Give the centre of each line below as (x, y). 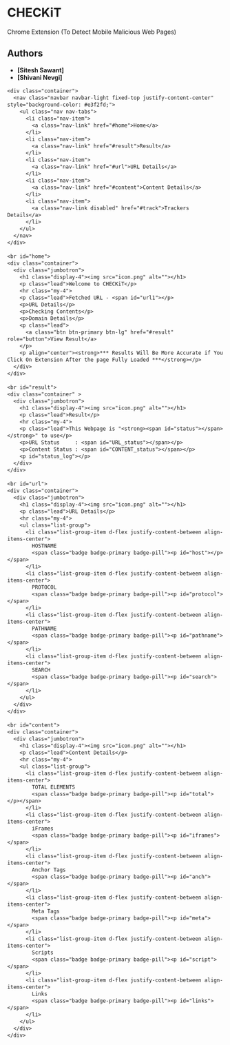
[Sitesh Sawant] (40, 70)
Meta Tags (46, 911)
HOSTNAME (44, 546)
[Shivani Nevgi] (40, 77)
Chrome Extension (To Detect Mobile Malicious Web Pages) (92, 32)
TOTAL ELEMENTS (54, 787)
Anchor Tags (49, 870)
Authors (25, 53)
